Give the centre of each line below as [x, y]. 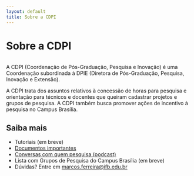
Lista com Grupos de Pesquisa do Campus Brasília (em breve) [89, 161]
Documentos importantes [45, 148]
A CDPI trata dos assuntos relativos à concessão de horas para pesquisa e [96, 91]
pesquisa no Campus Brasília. [42, 109]
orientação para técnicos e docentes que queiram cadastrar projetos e [92, 97]
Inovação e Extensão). [33, 80]
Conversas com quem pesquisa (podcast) [65, 154]
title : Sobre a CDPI [31, 17]
